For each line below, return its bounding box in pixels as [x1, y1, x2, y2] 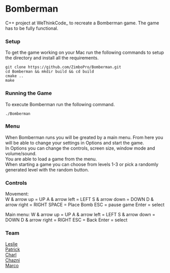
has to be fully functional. [5, 25, 58, 31]
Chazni [5, 257, 20, 263]
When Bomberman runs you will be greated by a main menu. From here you [5, 134, 163, 140]
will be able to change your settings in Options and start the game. [5, 140, 145, 146]
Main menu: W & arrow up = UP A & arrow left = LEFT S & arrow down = [5, 212, 156, 218]
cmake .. [5, 74, 24, 79]
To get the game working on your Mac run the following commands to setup [5, 49, 164, 56]
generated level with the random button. [5, 166, 89, 173]
